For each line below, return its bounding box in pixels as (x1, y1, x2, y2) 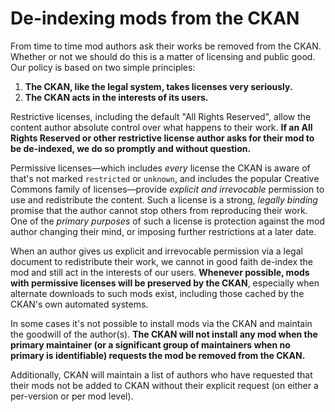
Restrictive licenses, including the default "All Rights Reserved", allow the (10, 110, 312, 122)
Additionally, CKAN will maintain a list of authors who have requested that (10, 368, 313, 381)
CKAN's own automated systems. (10, 298, 149, 310)
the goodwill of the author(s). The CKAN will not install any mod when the (10, 328, 318, 340)
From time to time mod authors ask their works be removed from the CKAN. (10, 40, 322, 52)
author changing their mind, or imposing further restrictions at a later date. (10, 225, 317, 237)
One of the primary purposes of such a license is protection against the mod (10, 215, 326, 227)
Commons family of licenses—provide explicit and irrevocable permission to (10, 183, 325, 195)
